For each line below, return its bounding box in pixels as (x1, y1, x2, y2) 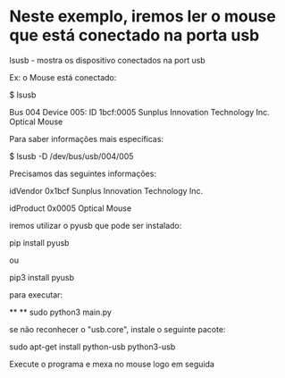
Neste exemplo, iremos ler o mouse (9, 6, 277, 27)
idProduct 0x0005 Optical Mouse (9, 203, 132, 214)
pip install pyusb (9, 237, 70, 248)
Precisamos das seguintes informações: (9, 168, 156, 179)
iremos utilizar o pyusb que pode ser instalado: (9, 220, 182, 231)
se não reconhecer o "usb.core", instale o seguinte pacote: (9, 323, 226, 334)
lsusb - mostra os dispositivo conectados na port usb (9, 55, 205, 65)
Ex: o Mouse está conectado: (9, 71, 117, 82)
